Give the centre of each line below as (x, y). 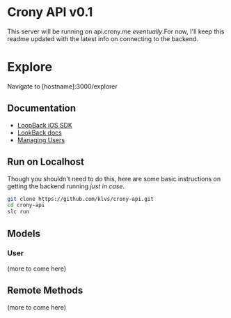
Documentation (42, 108)
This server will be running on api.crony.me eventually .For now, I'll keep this (116, 31)
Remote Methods (45, 290)
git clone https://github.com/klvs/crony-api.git (81, 199)
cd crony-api (26, 205)
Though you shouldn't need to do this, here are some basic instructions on (114, 179)
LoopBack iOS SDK (45, 125)
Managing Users (41, 139)
